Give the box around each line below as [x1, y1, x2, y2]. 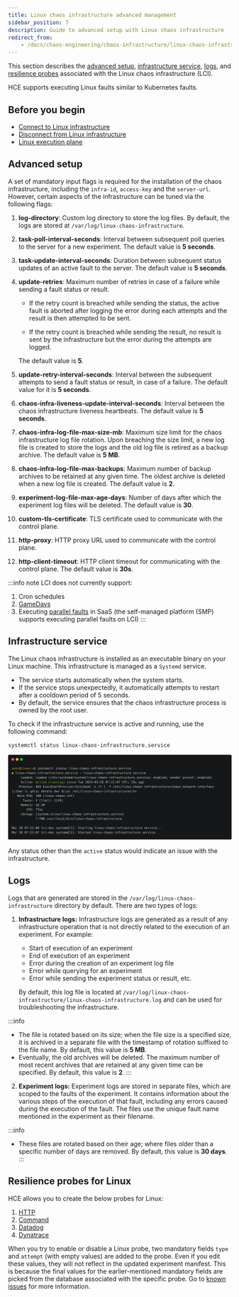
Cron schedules [18, 592, 65, 600]
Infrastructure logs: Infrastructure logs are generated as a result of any [18, 915, 228, 923]
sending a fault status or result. [18, 285, 110, 293]
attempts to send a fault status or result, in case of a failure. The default [18, 377, 228, 386]
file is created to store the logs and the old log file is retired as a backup [18, 443, 228, 451]
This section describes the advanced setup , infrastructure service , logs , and [8, 62, 231, 70]
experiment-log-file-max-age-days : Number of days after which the [18, 493, 222, 501]
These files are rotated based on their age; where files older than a [18, 1139, 213, 1148]
